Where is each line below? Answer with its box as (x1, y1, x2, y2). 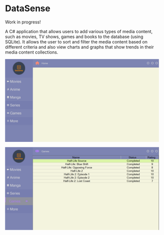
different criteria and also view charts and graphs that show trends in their (5, 44, 154, 50)
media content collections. (5, 49, 59, 55)
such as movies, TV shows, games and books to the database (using (5, 34, 143, 39)
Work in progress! (5, 19, 41, 25)
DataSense (5, 3, 50, 14)
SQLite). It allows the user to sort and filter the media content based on (5, 39, 148, 44)
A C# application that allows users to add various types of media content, (5, 28, 153, 34)
